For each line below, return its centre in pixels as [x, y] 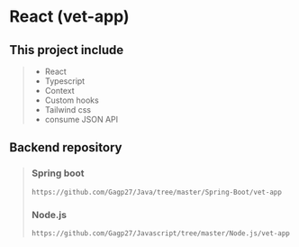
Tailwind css [68, 110]
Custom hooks [72, 100]
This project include [67, 50]
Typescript [65, 81]
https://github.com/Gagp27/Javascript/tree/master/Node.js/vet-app [160, 233]
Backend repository [66, 147]
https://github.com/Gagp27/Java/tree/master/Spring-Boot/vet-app [156, 192]
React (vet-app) [69, 17]
